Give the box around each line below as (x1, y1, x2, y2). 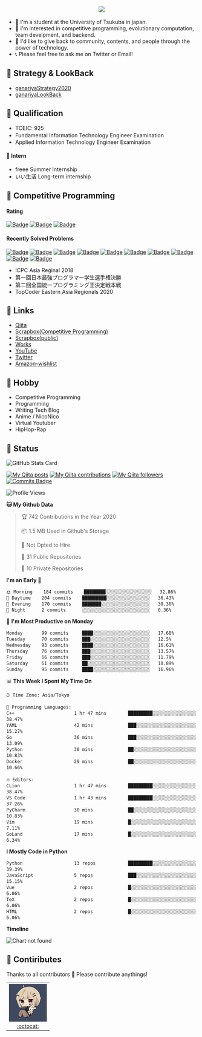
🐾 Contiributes (6, 955, 62, 965)
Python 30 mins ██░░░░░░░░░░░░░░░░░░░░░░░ (6, 747, 197, 753)
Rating (6, 207, 23, 215)
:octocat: (17, 1022, 39, 1030)
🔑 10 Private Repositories (21, 565, 83, 572)
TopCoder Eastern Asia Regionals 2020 (15, 288, 114, 295)
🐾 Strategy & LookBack (6, 68, 94, 79)
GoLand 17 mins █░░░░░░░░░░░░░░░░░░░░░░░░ (6, 831, 197, 837)
